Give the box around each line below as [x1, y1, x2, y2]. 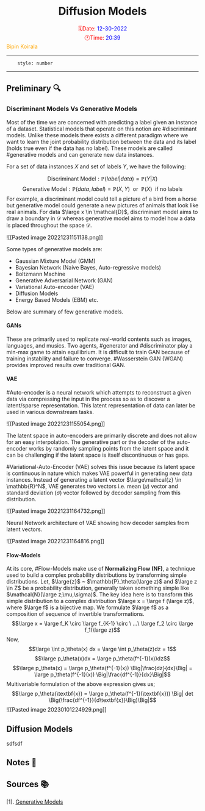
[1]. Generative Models [6, 798, 63, 806]
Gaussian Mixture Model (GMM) [15, 257, 96, 265]
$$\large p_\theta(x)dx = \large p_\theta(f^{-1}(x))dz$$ [34, 655, 171, 662]
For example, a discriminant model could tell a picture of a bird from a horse [6, 195, 197, 202]
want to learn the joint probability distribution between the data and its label [6, 138, 196, 145]
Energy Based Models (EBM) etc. [15, 296, 99, 303]
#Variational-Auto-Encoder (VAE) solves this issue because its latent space [6, 463, 195, 471]
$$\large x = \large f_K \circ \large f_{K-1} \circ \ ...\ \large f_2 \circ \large [12, 620, 193, 627]
